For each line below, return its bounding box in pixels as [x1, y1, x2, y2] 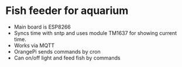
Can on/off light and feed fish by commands [13, 54, 121, 61]
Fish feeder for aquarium [5, 4, 129, 17]
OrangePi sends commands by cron [13, 48, 101, 55]
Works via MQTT [13, 42, 55, 49]
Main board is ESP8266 [13, 23, 71, 30]
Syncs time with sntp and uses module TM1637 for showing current [13, 29, 177, 36]
